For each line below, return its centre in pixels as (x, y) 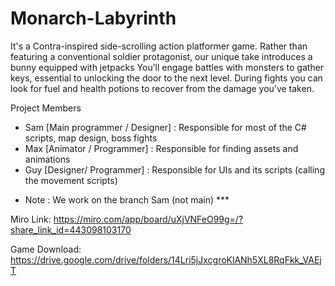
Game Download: (46, 249)
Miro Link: (31, 219)
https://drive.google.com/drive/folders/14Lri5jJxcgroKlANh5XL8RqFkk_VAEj (166, 259)
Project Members (46, 108)
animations (47, 159)
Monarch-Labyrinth (93, 18)
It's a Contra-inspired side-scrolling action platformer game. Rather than (159, 46)
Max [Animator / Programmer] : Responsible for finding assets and (161, 148)
